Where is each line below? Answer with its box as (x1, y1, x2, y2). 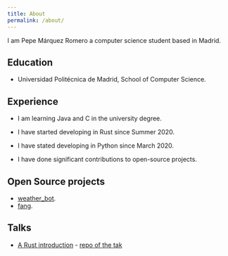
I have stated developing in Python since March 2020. (17, 141, 175, 150)
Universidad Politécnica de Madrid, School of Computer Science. (17, 75, 206, 84)
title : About (7, 10, 46, 18)
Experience (7, 96, 58, 108)
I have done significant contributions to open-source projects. (17, 155, 197, 164)
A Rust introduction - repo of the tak (17, 241, 122, 249)
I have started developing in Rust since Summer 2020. (17, 128, 175, 136)
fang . (17, 201, 33, 210)
